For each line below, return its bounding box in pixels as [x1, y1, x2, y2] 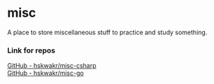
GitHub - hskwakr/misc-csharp [7, 62, 97, 70]
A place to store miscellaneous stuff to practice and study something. [7, 28, 208, 36]
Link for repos [7, 45, 56, 55]
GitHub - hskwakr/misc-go [7, 69, 84, 78]
